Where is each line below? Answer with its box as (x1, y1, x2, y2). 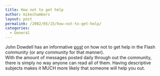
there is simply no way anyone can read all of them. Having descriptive (5, 60, 151, 66)
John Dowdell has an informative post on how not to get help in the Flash (5, 44, 156, 50)
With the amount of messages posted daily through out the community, (5, 55, 152, 60)
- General (9, 30, 30, 35)
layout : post (5, 16, 32, 21)
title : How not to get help (5, 7, 64, 12)
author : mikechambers (5, 12, 50, 17)
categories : (5, 26, 30, 31)
